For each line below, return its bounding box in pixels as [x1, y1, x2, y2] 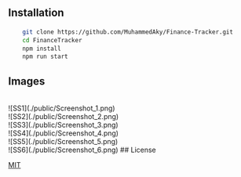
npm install [22, 45, 61, 52]
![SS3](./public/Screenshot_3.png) [8, 121, 119, 130]
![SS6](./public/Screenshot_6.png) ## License [8, 145, 156, 155]
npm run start [22, 52, 68, 61]
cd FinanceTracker [22, 36, 82, 44]
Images [8, 74, 46, 88]
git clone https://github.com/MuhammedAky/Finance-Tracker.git [22, 27, 234, 36]
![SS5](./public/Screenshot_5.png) [8, 137, 119, 146]
